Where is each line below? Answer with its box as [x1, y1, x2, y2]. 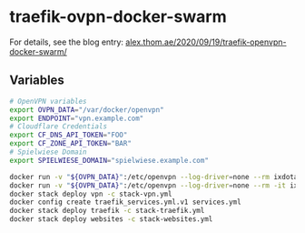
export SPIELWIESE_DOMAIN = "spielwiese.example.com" [9, 156, 209, 165]
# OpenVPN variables [9, 96, 88, 106]
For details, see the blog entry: [9, 36, 124, 47]
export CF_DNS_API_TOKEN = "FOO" [9, 130, 128, 140]
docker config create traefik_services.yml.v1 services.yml [9, 198, 242, 207]
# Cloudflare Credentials [9, 122, 107, 131]
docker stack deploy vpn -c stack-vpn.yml [9, 189, 172, 198]
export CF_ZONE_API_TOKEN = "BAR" [9, 139, 132, 148]
